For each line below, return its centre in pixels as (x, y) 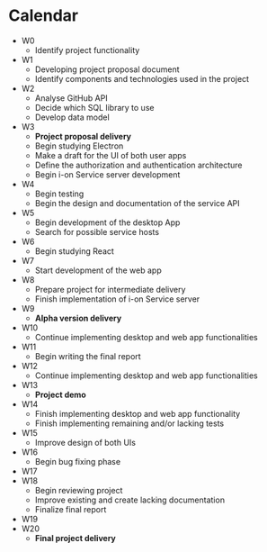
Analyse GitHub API (71, 98)
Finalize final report (71, 509)
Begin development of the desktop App (107, 222)
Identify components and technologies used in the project (142, 78)
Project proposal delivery (83, 136)
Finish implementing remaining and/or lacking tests (129, 423)
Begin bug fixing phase (78, 461)
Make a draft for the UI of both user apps (111, 155)
